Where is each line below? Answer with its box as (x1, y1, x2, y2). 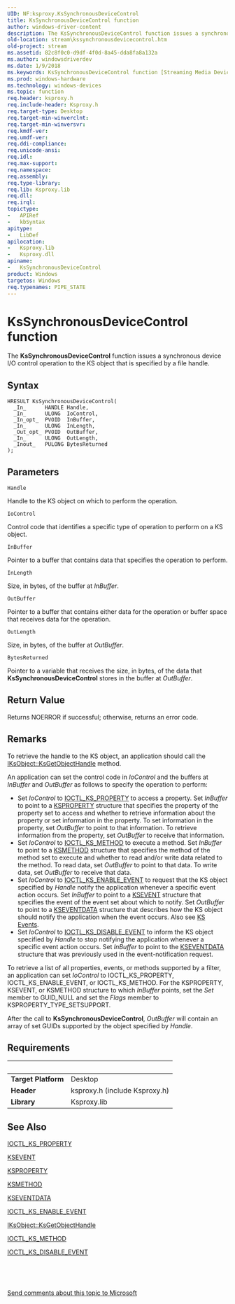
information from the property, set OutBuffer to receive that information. (17, 831, 225, 839)
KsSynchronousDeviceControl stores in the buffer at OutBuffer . (7, 673, 193, 682)
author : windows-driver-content (7, 23, 101, 30)
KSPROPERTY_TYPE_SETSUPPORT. (7, 1000, 111, 1009)
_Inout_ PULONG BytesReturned (13, 441, 108, 448)
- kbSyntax (7, 218, 45, 225)
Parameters (7, 466, 59, 478)
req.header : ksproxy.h (7, 95, 73, 102)
